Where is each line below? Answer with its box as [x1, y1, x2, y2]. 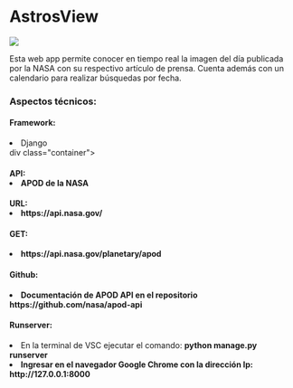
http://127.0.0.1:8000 [9, 368, 90, 379]
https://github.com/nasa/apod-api [9, 298, 143, 309]
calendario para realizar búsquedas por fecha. [9, 72, 183, 83]
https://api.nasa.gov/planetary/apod [21, 249, 162, 260]
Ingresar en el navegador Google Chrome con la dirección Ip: [21, 359, 253, 370]
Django [21, 137, 48, 148]
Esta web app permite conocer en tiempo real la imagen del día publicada [9, 52, 284, 64]
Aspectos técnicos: [9, 95, 97, 108]
